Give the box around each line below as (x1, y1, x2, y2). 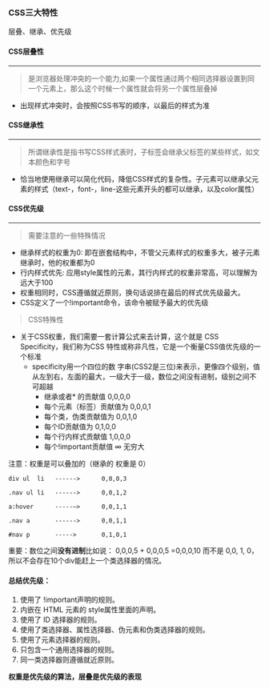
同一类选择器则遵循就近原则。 (19, 655, 118, 665)
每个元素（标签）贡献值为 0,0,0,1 (43, 402, 151, 411)
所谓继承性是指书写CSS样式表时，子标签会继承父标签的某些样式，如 (27, 146, 253, 157)
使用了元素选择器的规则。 (19, 635, 105, 645)
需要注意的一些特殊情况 (27, 230, 106, 240)
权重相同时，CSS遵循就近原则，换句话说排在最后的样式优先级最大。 (19, 287, 245, 297)
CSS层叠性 (8, 46, 44, 56)
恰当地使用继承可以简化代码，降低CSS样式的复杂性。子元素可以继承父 (19, 174, 252, 183)
